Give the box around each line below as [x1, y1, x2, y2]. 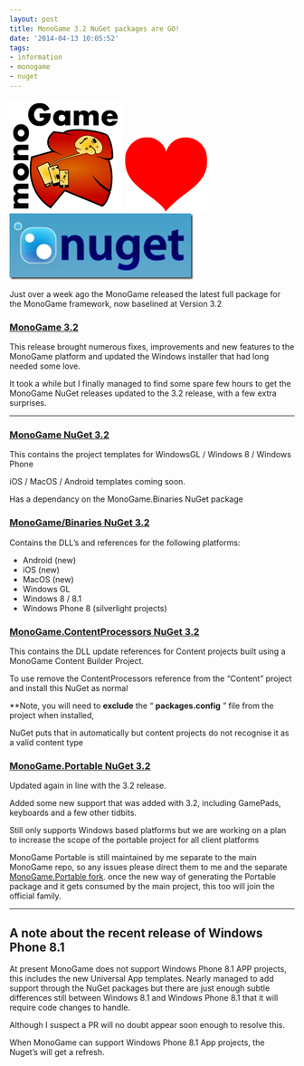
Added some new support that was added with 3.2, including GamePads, [9, 798, 282, 809]
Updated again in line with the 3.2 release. [9, 780, 166, 792]
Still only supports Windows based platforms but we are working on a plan [9, 825, 287, 836]
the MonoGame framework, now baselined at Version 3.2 [9, 298, 223, 309]
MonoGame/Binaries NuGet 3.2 [9, 516, 150, 529]
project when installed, [9, 710, 95, 721]
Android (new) [22, 554, 77, 565]
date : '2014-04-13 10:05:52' [9, 34, 119, 43]
